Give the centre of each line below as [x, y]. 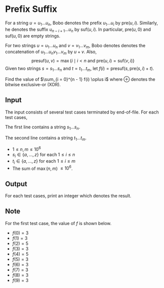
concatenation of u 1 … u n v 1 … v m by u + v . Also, [51, 52]
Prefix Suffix [31, 9]
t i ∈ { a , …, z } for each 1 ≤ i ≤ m [44, 161]
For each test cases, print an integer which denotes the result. [68, 196]
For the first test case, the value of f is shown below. [59, 223]
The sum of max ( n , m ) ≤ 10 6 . [42, 168]
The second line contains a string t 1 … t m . [46, 138]
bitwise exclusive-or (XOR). [33, 84]
